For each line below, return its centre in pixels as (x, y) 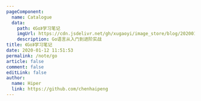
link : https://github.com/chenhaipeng (60, 89)
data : (19, 23)
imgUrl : (26, 34)
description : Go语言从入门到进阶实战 (59, 39)
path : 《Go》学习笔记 (39, 28)
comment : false (25, 67)
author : (16, 78)
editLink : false (26, 72)
